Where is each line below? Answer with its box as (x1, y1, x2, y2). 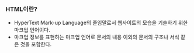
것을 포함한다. (20, 41, 52, 48)
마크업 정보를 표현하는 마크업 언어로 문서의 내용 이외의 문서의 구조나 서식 (13, 33, 179, 41)
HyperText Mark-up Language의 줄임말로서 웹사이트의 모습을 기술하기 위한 (13, 19, 188, 26)
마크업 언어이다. (13, 26, 50, 33)
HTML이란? (5, 5, 37, 13)
